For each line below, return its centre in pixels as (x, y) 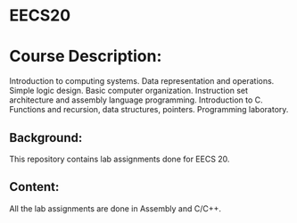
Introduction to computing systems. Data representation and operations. (142, 81)
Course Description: (86, 57)
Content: (34, 187)
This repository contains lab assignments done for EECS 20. (120, 159)
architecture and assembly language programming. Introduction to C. (136, 100)
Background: (46, 138)
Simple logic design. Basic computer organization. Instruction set (128, 91)
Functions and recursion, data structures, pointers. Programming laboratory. (149, 110)
